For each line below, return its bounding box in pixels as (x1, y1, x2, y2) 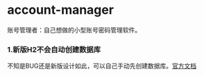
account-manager (7, 2, 114, 18)
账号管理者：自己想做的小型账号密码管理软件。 (7, 26, 141, 34)
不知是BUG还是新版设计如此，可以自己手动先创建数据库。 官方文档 (7, 61, 197, 70)
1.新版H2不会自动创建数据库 (7, 44, 101, 54)
